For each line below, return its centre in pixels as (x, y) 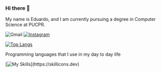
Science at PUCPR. (25, 25)
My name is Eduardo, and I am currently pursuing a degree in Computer (81, 19)
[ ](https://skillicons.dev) (42, 64)
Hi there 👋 (18, 8)
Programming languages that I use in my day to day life (63, 54)
